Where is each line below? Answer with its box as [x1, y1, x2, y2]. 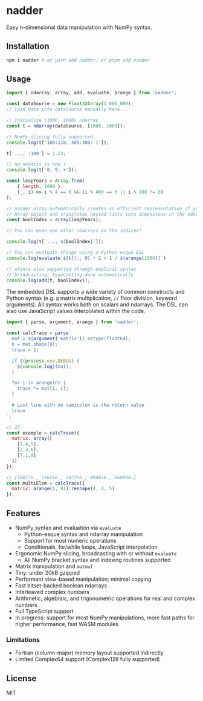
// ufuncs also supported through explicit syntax [6, 266, 137, 272]
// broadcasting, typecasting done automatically [6, 271, 134, 278]
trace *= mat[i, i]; [17, 386, 69, 392]
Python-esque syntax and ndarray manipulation [24, 531, 143, 538]
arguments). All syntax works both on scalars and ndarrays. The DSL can [6, 301, 188, 308]
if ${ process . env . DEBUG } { [11, 358, 80, 364]
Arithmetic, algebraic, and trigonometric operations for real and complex [14, 595, 195, 602]
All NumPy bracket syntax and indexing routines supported [24, 557, 171, 563]
